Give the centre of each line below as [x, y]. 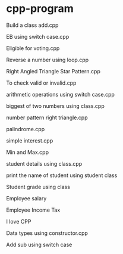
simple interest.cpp [30, 140]
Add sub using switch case [39, 244]
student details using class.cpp [44, 163]
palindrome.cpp [26, 129]
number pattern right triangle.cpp [47, 117]
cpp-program [40, 9]
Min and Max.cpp [28, 152]
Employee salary [26, 198]
